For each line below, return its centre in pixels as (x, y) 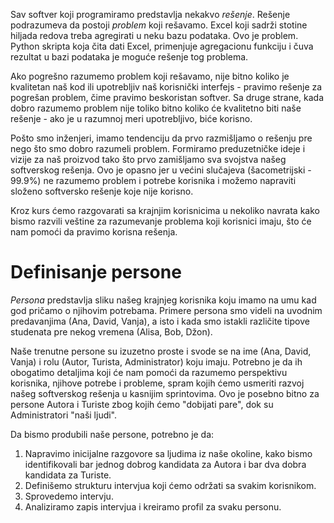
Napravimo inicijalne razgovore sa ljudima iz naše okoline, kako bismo (168, 453)
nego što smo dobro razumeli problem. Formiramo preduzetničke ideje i (158, 148)
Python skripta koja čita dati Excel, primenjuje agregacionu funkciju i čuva (162, 46)
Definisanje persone (96, 272)
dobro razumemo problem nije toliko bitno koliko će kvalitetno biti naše (156, 108)
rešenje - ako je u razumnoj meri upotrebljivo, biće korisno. (131, 118)
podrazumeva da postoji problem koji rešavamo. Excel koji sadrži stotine (159, 25)
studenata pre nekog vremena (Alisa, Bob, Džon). (111, 331)
